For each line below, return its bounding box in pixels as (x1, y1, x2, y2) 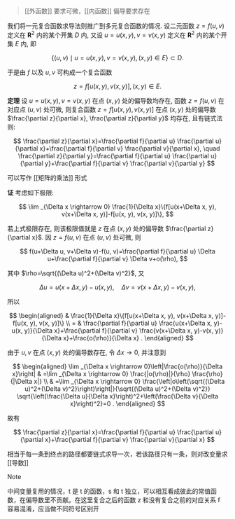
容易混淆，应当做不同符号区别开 (7, 504, 99, 513)
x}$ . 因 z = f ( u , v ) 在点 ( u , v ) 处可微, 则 (31, 233, 141, 241)
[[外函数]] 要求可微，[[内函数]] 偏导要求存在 (24, 7, 150, 15)
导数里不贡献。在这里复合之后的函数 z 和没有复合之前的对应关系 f (31, 495, 220, 504)
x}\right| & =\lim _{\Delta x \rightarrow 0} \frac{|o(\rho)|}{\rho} (12, 369, 191, 378)
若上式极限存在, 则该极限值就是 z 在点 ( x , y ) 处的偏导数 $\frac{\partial (7, 224, 206, 233)
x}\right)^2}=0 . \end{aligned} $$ (69, 399, 166, 408)
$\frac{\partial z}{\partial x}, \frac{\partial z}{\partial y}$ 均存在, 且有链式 (7, 113, 217, 122)
